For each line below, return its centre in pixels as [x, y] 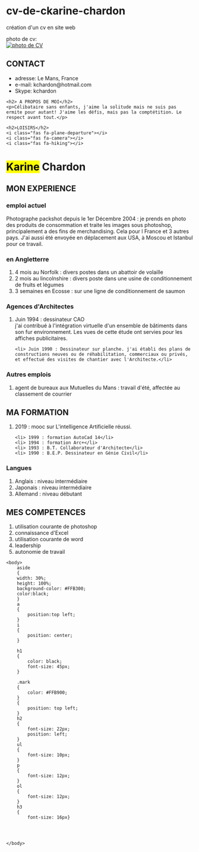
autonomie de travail [40, 552]
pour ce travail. [25, 244]
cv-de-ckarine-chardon [66, 11]
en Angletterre [28, 259]
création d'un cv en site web [41, 27]
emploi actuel [26, 206]
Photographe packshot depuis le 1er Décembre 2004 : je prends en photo [96, 219]
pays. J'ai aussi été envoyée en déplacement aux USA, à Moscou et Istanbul [99, 237]
